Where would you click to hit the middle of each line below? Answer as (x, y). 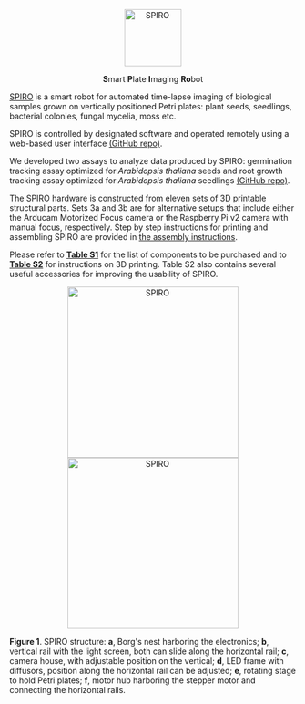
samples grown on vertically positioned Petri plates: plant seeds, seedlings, (151, 106)
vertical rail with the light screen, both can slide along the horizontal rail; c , (149, 651)
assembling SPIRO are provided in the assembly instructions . (124, 237)
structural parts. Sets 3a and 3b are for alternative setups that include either (152, 208)
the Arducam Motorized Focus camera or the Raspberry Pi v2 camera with (149, 217)
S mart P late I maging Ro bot (153, 79)
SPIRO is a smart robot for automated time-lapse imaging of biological (141, 97)
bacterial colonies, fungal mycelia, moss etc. (93, 116)
